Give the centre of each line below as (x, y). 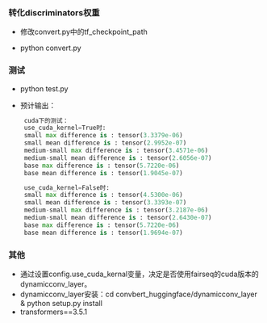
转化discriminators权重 (54, 12)
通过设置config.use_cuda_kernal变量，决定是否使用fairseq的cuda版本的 (140, 274)
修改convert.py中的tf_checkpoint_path (83, 32)
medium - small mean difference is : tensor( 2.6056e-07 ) (118, 158)
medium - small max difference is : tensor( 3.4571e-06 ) (116, 151)
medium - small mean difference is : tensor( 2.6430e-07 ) (118, 218)
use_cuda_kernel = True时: (65, 128)
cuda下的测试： (46, 120)
